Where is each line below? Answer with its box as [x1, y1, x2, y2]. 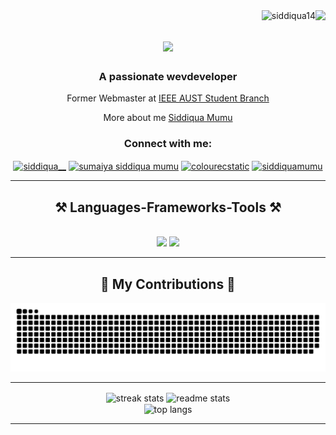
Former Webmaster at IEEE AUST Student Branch [66, 92, 270, 104]
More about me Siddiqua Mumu [103, 112, 233, 124]
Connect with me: [123, 137, 213, 151]
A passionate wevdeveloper [98, 70, 238, 84]
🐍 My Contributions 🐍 [100, 275, 236, 293]
